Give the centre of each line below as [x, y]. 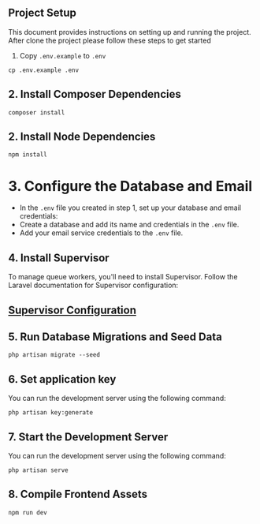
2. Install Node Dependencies [82, 137]
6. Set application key [62, 379]
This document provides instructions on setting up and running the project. [130, 32]
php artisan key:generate [50, 413]
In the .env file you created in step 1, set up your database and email [130, 208]
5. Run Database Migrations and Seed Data [115, 337]
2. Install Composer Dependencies [95, 94]
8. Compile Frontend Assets [78, 494]
